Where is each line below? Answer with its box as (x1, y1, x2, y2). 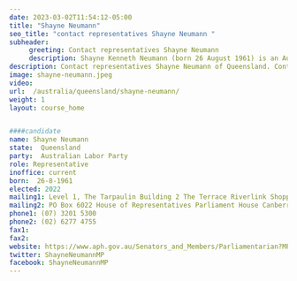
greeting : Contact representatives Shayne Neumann (28, 46, 219, 55)
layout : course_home (9, 103, 86, 112)
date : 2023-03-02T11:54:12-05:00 (9, 12, 133, 22)
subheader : (9, 37, 49, 47)
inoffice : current (9, 168, 77, 177)
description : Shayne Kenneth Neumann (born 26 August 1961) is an (28, 54, 278, 63)
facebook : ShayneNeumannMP (9, 258, 109, 268)
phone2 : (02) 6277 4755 (9, 217, 97, 226)
